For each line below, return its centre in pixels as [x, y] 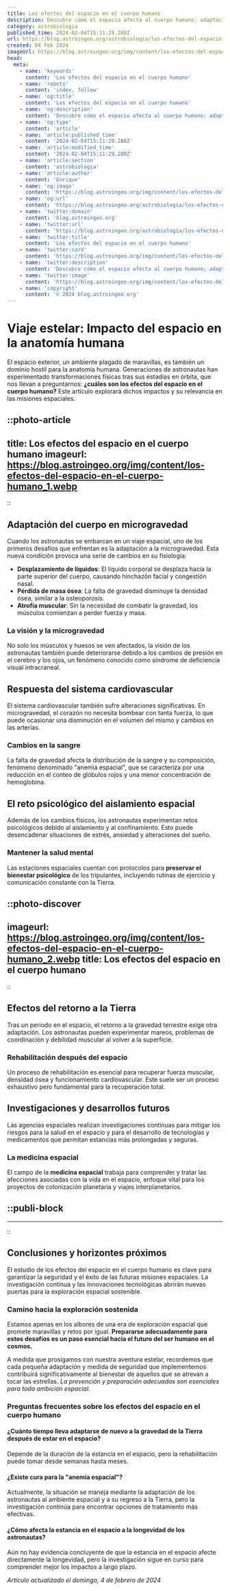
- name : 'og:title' [47, 97]
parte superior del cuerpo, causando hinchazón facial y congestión [112, 576]
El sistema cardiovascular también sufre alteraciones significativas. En [106, 706]
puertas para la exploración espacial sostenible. [75, 1291]
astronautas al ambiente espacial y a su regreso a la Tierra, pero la [101, 1500]
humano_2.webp [44, 959]
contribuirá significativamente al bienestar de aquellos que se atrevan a [108, 1374]
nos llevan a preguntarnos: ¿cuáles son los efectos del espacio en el [105, 384]
